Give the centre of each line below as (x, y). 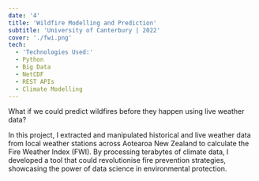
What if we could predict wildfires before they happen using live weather (126, 111)
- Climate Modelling (49, 89)
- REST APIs (35, 81)
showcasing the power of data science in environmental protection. (118, 169)
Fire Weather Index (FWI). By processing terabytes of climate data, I (118, 152)
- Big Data (33, 67)
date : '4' (24, 15)
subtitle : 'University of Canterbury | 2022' (84, 30)
